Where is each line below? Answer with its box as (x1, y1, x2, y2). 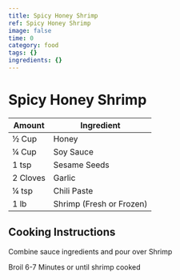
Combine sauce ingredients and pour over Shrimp (8, 246, 173, 256)
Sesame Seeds (53, 159, 110, 170)
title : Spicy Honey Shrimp (8, 11, 98, 20)
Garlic (53, 172, 76, 183)
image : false (8, 26, 52, 34)
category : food (8, 42, 59, 50)
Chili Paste (53, 185, 94, 196)
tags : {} (8, 49, 38, 57)
